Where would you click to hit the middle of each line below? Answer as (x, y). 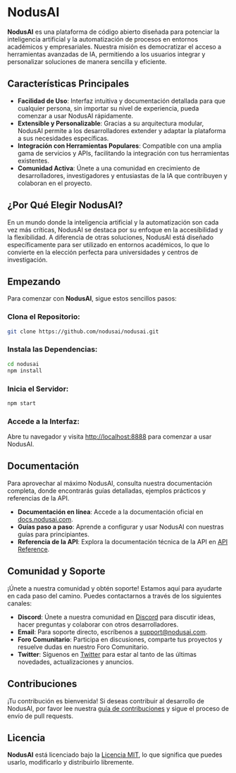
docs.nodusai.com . (45, 519)
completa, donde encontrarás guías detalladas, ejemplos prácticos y (107, 491)
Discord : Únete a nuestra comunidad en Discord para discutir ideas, (117, 617)
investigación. (27, 259)
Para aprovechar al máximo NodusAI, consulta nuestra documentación (110, 483)
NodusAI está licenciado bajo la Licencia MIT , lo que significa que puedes (115, 755)
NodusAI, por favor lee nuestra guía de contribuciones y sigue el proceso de (118, 708)
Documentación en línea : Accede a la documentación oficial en (110, 512)
